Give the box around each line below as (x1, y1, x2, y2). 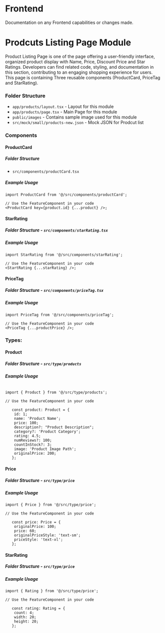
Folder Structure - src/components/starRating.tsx (5, 227, 108, 233)
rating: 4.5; (14, 434, 41, 439)
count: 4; (14, 611, 35, 616)
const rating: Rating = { (11, 606, 65, 611)
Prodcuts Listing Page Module (5, 37, 131, 48)
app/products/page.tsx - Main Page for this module (12, 109, 117, 115)
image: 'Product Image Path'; (14, 447, 77, 452)
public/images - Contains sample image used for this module (12, 114, 137, 120)
